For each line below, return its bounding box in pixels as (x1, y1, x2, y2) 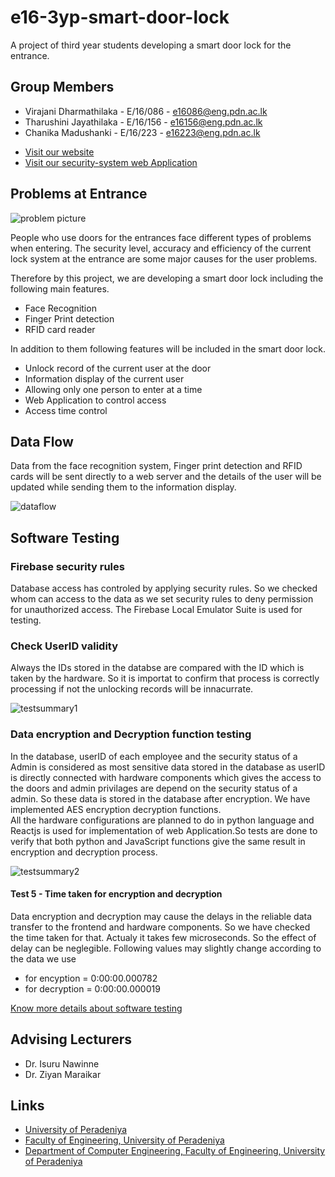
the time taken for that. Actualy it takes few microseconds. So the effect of (10, 931, 317, 943)
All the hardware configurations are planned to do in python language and (10, 814, 315, 826)
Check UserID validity (10, 639, 119, 653)
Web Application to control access (24, 394, 167, 406)
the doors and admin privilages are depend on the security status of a (10, 782, 298, 794)
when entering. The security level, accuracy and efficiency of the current (10, 242, 312, 254)
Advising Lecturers (10, 1031, 133, 1048)
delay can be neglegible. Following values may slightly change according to (10, 942, 322, 954)
